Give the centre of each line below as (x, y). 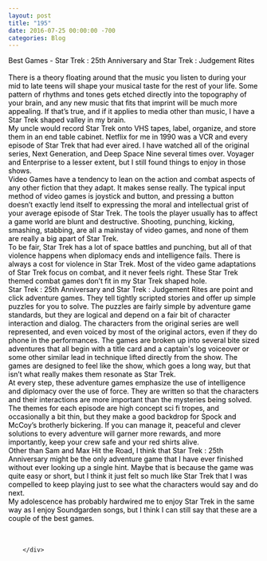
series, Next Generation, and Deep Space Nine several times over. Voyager (132, 154)
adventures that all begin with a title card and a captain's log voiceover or (129, 349)
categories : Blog (37, 38)
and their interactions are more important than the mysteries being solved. (130, 400)
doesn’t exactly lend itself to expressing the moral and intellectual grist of (129, 205)
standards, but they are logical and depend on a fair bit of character (120, 315)
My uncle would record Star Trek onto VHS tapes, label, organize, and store (132, 128)
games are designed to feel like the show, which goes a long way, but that (130, 366)
